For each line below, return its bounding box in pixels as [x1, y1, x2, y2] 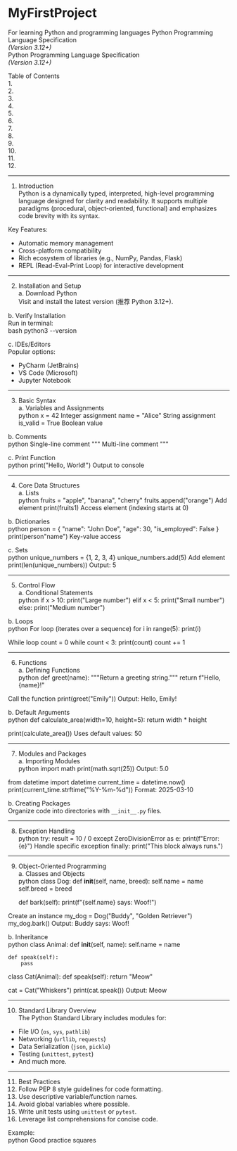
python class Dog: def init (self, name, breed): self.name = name [18, 877, 204, 885]
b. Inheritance [8, 932, 49, 941]
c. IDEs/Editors [8, 340, 51, 348]
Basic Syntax [18, 396, 56, 405]
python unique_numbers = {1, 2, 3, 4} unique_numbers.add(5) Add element [8, 553, 226, 561]
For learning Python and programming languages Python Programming [8, 28, 214, 37]
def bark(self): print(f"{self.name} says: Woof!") [18, 898, 157, 906]
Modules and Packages [18, 749, 87, 758]
